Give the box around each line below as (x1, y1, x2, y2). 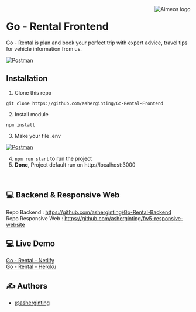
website (6, 221, 25, 228)
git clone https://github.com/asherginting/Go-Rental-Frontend (6, 100, 164, 106)
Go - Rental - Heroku (6, 263, 57, 271)
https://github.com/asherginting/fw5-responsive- (64, 214, 183, 221)
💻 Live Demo (6, 238, 56, 248)
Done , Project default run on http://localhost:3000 (14, 161, 136, 168)
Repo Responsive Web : (6, 214, 63, 221)
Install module (14, 110, 49, 117)
